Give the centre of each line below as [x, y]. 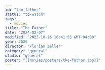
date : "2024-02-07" [25, 33]
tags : [11, 19]
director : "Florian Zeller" [34, 46]
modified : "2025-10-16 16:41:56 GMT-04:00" [51, 37]
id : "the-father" [23, 10]
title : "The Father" [26, 28]
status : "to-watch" [25, 14]
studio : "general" [24, 55]
